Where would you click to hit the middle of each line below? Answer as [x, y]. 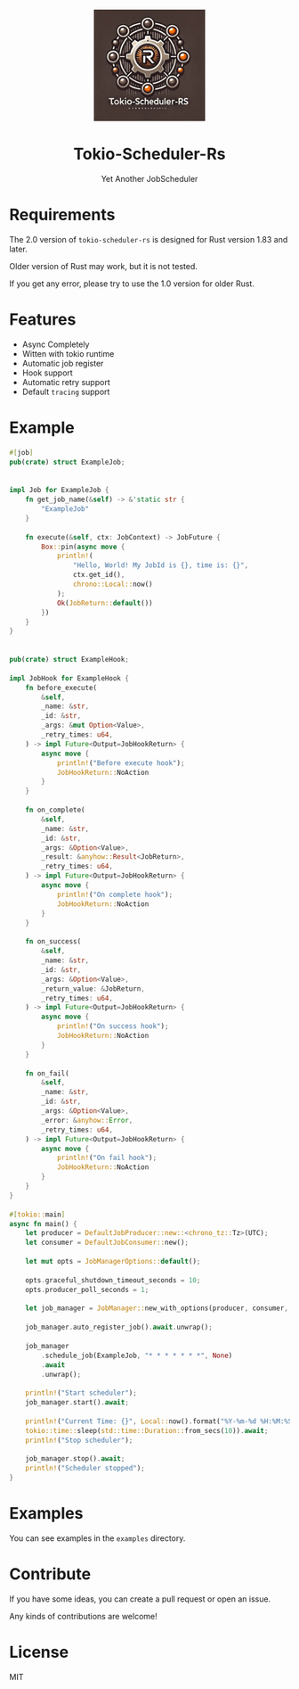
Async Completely [56, 344]
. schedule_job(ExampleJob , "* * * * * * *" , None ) [137, 1355]
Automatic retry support [66, 382]
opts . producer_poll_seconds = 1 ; [87, 1289]
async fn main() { [43, 1223]
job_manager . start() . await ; [77, 1403]
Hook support [47, 373]
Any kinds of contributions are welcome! [83, 1616]
